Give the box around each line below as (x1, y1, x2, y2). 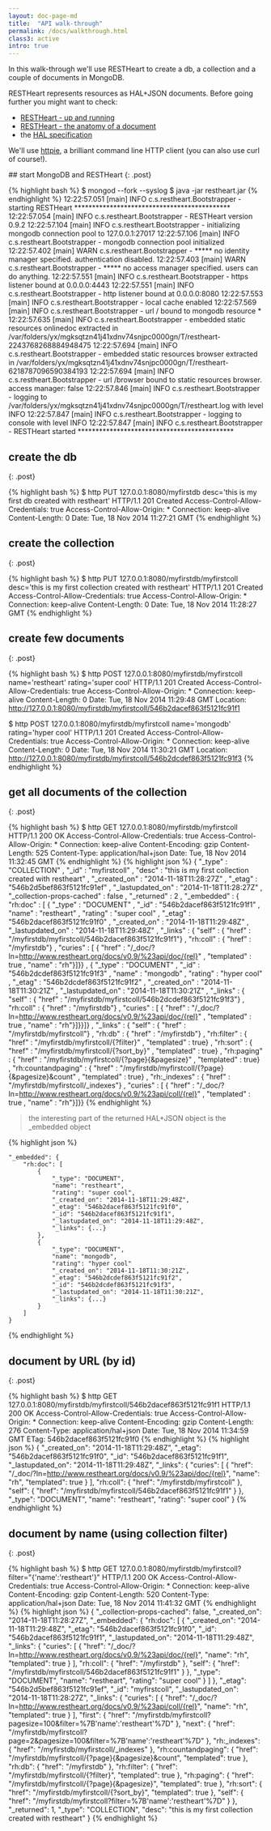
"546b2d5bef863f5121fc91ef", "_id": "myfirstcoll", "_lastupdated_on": (8, 1684, 239, 1693)
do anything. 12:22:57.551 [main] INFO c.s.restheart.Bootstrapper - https (8, 272, 249, 282)
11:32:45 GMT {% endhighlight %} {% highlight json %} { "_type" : (8, 857, 228, 867)
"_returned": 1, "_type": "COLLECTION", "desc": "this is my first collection (8, 1805, 253, 1814)
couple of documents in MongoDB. (8, 73, 125, 83)
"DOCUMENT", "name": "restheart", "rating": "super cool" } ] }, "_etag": (8, 1676, 247, 1685)
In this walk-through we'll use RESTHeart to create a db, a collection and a (8, 64, 256, 74)
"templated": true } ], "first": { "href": (8, 1710, 131, 1719)
